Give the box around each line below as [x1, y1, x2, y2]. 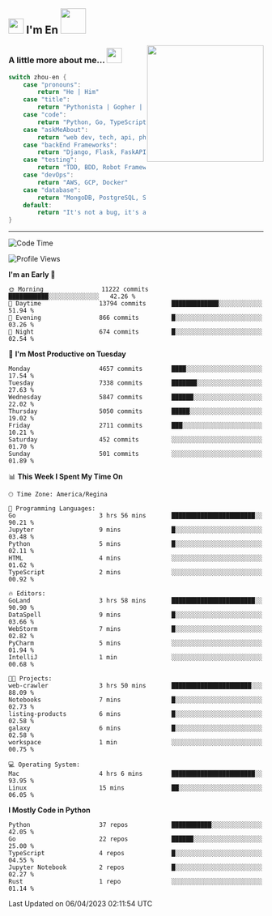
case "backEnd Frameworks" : [23, 141, 117, 149]
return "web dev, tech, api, [37, 133, 136, 142]
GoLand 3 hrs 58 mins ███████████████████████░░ [8, 597, 263, 605]
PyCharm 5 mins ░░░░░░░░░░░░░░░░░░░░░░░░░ [8, 639, 263, 648]
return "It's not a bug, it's [37, 208, 139, 217]
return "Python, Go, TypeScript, [37, 118, 151, 126]
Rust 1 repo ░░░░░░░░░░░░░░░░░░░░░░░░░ [8, 878, 263, 886]
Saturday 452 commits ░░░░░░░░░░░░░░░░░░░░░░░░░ [8, 436, 263, 444]
